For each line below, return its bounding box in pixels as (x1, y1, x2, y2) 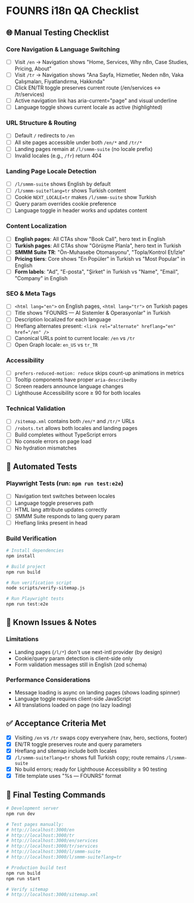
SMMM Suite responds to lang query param (14, 512, 120, 519)
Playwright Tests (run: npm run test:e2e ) (6, 479, 124, 488)
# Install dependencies (6, 548, 64, 553)
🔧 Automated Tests (6, 462, 77, 472)
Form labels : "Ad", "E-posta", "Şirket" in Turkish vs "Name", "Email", (14, 268, 179, 275)
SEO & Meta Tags (6, 289, 56, 297)
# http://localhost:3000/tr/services (6, 843, 98, 850)
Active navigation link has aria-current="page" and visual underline (14, 97, 178, 104)
